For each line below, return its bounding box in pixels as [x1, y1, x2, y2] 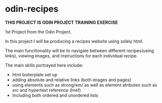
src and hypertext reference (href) [12, 87, 81, 93]
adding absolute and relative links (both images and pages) [12, 77, 132, 83]
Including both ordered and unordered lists [12, 92, 99, 98]
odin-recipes [5, 3, 59, 15]
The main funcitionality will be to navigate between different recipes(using [5, 48, 154, 53]
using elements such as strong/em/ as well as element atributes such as [12, 82, 158, 88]
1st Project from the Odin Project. [5, 29, 72, 34]
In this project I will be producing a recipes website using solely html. [5, 38, 144, 44]
